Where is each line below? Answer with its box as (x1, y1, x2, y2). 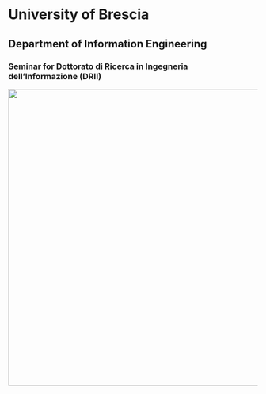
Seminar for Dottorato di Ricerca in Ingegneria (8, 61, 188, 72)
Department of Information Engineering (8, 37, 207, 51)
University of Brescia (8, 6, 150, 24)
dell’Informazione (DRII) (8, 70, 101, 81)
